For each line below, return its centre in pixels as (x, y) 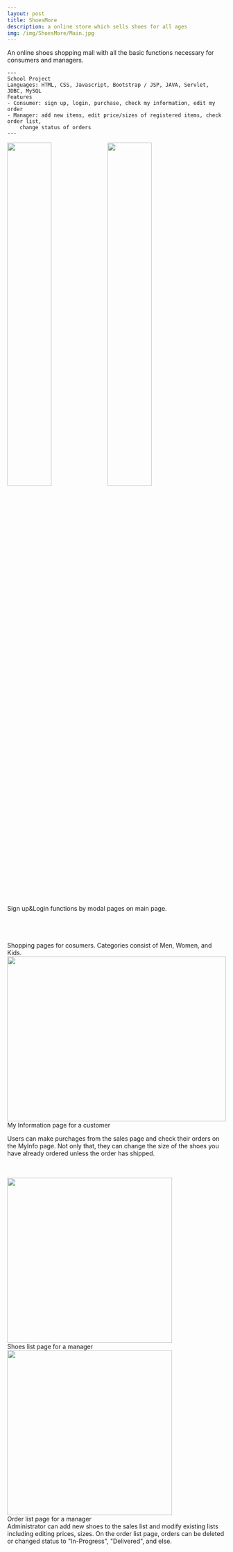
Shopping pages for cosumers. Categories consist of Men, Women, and (110, 946)
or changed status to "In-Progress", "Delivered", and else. (89, 1541)
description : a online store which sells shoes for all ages (97, 26)
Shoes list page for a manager (50, 1347)
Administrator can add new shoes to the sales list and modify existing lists (113, 1526)
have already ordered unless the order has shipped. (81, 1153)
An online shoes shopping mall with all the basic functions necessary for (111, 53)
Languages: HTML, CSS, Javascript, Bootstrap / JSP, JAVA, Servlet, (108, 85)
